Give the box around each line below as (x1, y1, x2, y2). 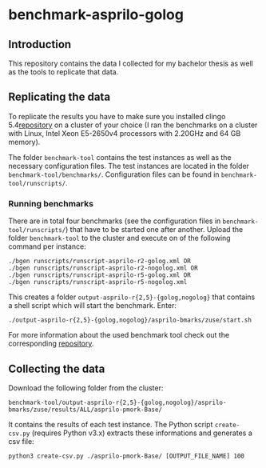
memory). (8, 137, 41, 146)
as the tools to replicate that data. (8, 67, 119, 77)
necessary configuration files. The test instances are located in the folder (8, 161, 250, 170)
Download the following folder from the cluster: (8, 382, 164, 393)
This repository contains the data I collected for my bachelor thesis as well (8, 58, 253, 68)
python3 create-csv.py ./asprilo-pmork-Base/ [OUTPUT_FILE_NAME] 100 (8, 452, 245, 460)
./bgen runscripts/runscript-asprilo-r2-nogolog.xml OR (8, 264, 198, 273)
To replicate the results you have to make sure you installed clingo (8, 111, 226, 121)
